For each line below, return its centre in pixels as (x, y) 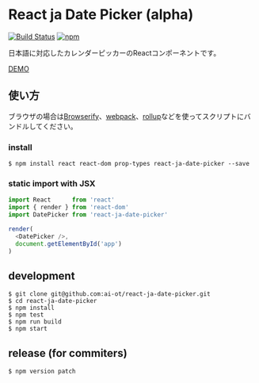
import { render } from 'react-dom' (69, 208)
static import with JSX (52, 183)
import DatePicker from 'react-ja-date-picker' (88, 215)
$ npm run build (35, 322)
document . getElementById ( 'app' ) (69, 243)
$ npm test (26, 315)
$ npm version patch (42, 372)
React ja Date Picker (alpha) (101, 15)
